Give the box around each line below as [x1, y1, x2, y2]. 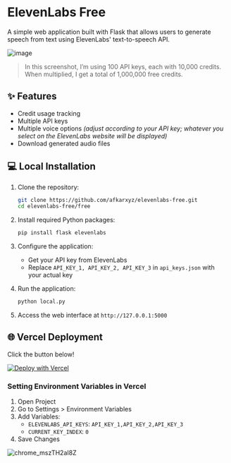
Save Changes [17, 435, 60, 443]
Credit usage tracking [17, 109, 81, 117]
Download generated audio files [17, 139, 111, 148]
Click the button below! [7, 350, 75, 359]
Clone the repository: [17, 183, 80, 191]
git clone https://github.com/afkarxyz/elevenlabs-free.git [17, 196, 198, 203]
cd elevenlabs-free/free [17, 203, 91, 210]
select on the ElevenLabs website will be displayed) [17, 131, 168, 140]
